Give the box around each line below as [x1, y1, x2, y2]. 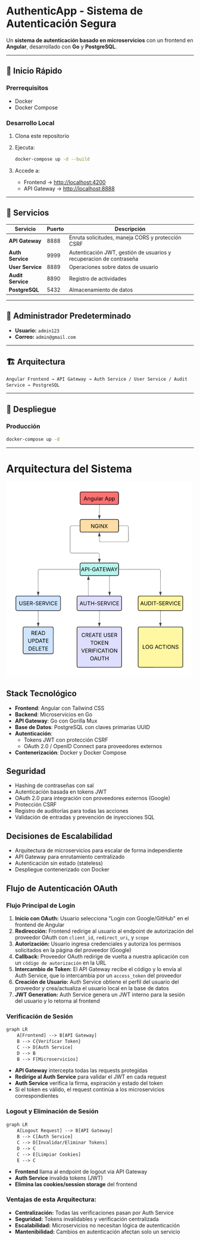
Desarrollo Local [6, 118, 55, 127]
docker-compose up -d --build [14, 156, 90, 162]
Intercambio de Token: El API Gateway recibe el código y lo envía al [14, 965, 182, 972]
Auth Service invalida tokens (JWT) [14, 1174, 103, 1181]
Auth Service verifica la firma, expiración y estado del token [14, 1080, 163, 1087]
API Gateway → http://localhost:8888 [23, 185, 115, 192]
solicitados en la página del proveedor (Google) [14, 946, 132, 954]
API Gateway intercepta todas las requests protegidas [14, 1067, 148, 1074]
